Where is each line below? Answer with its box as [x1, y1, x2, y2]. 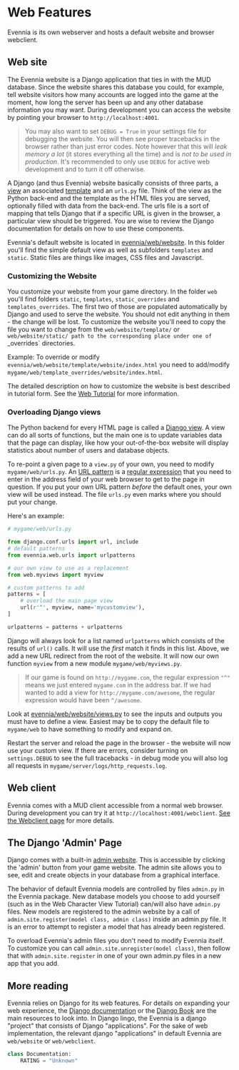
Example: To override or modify [7, 353, 100, 361]
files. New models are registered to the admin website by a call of [7, 907, 200, 916]
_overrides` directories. [7, 339, 76, 348]
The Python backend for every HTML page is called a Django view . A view [7, 423, 225, 432]
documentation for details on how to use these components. [7, 224, 185, 233]
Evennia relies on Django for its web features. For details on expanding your [7, 999, 230, 1007]
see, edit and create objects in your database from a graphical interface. [7, 871, 220, 879]
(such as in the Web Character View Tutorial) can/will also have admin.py [7, 900, 221, 909]
